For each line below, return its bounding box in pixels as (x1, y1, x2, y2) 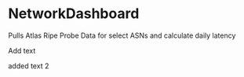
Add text (8, 46, 36, 55)
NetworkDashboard (8, 5, 140, 23)
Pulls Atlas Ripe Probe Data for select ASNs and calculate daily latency (8, 31, 236, 40)
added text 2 (8, 60, 49, 71)
